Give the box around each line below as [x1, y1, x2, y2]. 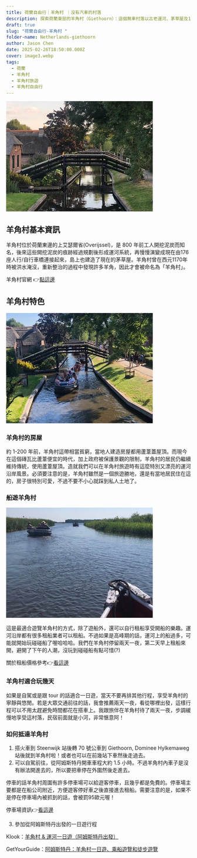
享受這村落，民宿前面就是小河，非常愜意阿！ [16, 714, 124, 721]
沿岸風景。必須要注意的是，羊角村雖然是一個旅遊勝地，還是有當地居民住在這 [6, 470, 191, 477]
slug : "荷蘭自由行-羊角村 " [6, 28, 67, 34]
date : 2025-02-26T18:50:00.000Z [6, 47, 85, 53]
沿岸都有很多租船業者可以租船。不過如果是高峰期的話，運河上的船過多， [11, 632, 186, 639]
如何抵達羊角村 [6, 730, 49, 738]
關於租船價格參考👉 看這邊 [6, 659, 69, 666]
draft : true [6, 22, 35, 28]
